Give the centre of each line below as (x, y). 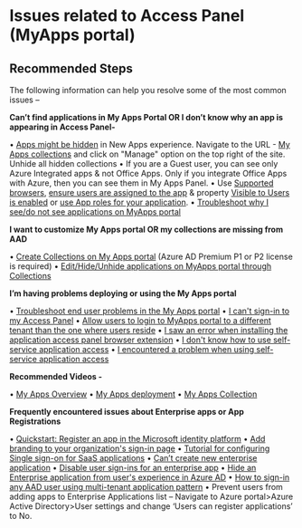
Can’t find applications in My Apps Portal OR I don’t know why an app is (146, 117)
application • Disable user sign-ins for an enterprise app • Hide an (133, 468)
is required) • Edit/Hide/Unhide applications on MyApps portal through (141, 266)
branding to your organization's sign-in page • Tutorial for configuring (140, 448)
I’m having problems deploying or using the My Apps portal (123, 293)
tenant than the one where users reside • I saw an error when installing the (149, 330)
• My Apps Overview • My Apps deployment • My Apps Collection (133, 394)
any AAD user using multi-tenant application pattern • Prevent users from (146, 487)
